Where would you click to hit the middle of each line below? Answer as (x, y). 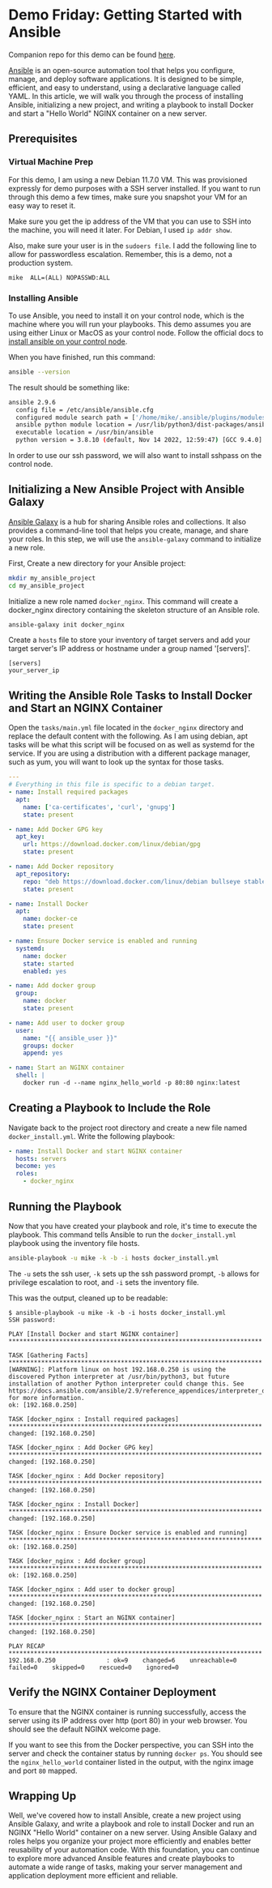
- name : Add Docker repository (61, 867)
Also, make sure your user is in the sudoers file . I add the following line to (133, 246)
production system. (40, 263)
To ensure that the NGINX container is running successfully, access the (127, 1711)
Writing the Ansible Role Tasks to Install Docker (130, 695)
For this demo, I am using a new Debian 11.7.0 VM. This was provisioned (128, 179)
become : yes (36, 1166)
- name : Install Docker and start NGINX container (96, 1151)
